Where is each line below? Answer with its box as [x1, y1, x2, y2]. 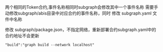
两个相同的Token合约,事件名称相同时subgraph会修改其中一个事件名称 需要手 [5, 4, 158, 10]
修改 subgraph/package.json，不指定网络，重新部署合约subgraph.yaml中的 [5, 27, 157, 33]
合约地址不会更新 [5, 33, 39, 38]
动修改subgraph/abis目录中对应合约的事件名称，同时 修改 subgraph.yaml [5, 10, 152, 16]
